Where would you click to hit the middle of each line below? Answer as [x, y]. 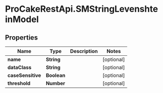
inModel [22, 19]
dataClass [20, 67]
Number [55, 83]
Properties [21, 37]
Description [84, 51]
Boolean [56, 75]
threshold [19, 83]
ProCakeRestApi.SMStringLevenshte [81, 9]
